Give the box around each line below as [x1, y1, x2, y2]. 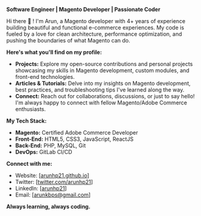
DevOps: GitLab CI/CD [15, 149, 72, 155]
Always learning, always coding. [6, 203, 91, 210]
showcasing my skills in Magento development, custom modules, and [15, 67, 190, 74]
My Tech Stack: [6, 117, 47, 124]
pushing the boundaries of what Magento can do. [6, 37, 131, 44]
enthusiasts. [15, 106, 46, 112]
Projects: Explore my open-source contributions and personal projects [15, 61, 193, 67]
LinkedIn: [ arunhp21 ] [15, 185, 67, 192]
